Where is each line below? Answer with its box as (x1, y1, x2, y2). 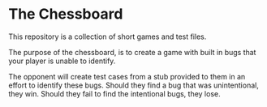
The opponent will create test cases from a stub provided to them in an (8, 71, 246, 81)
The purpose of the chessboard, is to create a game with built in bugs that (8, 47, 256, 57)
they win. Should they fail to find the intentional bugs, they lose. (8, 88, 221, 98)
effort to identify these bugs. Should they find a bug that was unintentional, (8, 80, 260, 90)
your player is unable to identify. (8, 56, 116, 66)
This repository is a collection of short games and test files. (8, 32, 207, 41)
